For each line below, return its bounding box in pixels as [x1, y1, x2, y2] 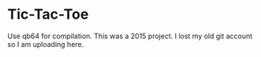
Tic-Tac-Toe [7, 5, 89, 23]
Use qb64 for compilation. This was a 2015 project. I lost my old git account [7, 31, 253, 41]
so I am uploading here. [7, 39, 84, 48]
